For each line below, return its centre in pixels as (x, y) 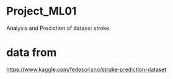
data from (31, 53)
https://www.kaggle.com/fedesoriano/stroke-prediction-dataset (86, 69)
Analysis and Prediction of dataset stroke (58, 28)
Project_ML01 (42, 11)
